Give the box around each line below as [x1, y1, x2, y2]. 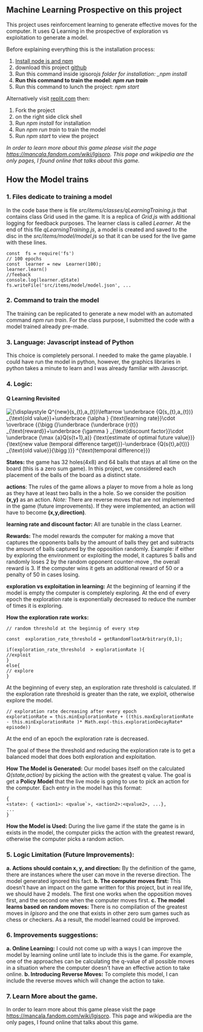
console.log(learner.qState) [6, 277, 80, 283]
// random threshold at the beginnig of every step [6, 625, 139, 632]
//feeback [6, 271, 32, 278]
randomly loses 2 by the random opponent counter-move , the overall [6, 558, 180, 565]
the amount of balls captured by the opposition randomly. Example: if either [6, 545, 195, 553]
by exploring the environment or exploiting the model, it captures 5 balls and [6, 551, 197, 559]
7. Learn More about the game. [6, 992, 98, 1000]
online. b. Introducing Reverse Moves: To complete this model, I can [6, 970, 179, 977]
